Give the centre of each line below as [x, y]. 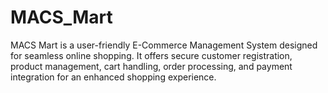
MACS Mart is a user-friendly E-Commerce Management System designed [164, 45]
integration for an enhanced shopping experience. [113, 77]
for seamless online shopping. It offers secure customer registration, [151, 55]
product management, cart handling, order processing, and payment [151, 66]
